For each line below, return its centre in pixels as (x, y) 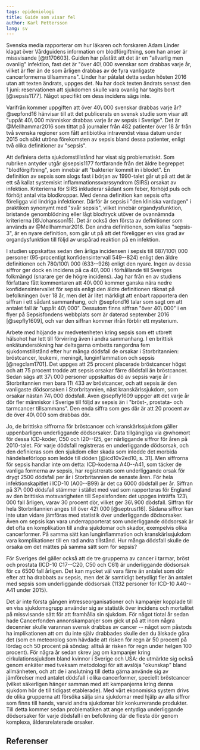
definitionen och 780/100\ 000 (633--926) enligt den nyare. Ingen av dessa (99, 264)
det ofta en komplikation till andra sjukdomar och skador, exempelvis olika (97, 528)
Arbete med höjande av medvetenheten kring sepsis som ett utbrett (89, 332)
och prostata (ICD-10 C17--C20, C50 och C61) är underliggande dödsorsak (98, 565)
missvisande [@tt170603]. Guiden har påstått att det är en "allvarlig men (95, 58)
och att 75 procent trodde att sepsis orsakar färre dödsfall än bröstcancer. (97, 371)
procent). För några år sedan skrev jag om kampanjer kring (78, 652)
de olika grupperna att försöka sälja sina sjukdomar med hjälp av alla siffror (98, 697)
